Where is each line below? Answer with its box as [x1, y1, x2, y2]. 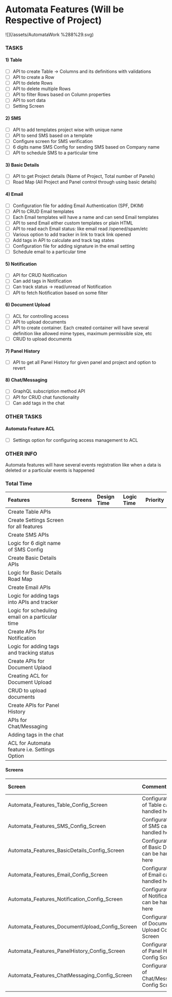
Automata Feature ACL [5, 425, 55, 432]
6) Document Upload [5, 301, 51, 308]
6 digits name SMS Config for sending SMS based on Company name [12, 144, 160, 150]
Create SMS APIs [8, 532, 49, 539]
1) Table [5, 57, 23, 63]
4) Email [5, 191, 24, 197]
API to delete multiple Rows [12, 86, 71, 92]
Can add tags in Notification [12, 278, 72, 284]
